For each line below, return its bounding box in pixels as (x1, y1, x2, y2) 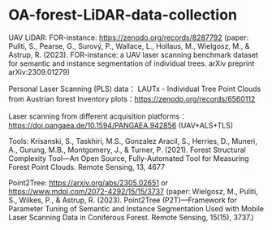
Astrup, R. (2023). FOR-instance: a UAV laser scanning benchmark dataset (8, 50, 258, 59)
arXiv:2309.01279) (8, 67, 71, 76)
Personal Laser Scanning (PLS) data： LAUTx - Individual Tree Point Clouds (8, 84, 261, 93)
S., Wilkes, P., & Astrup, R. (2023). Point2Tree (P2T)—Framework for (8, 195, 237, 205)
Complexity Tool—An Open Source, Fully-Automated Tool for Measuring (8, 153, 249, 163)
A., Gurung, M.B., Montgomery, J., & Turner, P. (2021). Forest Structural (8, 145, 246, 154)
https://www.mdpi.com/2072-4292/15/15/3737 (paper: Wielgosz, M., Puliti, (8, 186, 258, 196)
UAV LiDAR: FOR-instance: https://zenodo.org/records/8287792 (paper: (8, 33, 249, 42)
